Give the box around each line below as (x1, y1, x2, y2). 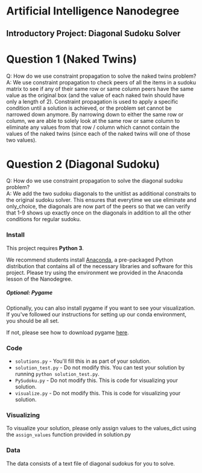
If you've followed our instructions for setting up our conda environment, (6, 310, 187, 318)
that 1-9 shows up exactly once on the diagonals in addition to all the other (6, 209, 192, 216)
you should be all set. (6, 317, 59, 324)
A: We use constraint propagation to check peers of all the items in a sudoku (6, 78, 197, 86)
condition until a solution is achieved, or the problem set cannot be (6, 104, 172, 111)
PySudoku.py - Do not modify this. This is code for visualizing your (14, 377, 178, 384)
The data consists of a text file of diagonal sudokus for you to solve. (6, 460, 175, 467)
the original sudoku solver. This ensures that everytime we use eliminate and (6, 196, 197, 204)
